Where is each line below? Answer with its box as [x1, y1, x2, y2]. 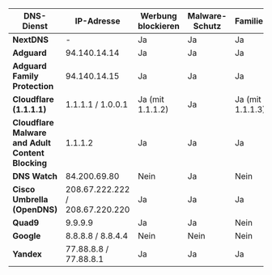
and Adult [12, 137, 51, 148]
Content [12, 147, 45, 159]
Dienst [22, 20, 49, 32]
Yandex [12, 248, 42, 260]
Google [12, 231, 41, 241]
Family [12, 70, 39, 82]
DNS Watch [12, 171, 58, 181]
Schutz [193, 20, 222, 32]
